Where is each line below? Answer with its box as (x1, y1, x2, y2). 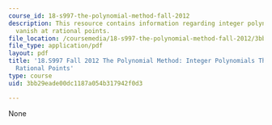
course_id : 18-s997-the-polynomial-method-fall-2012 (8, 11, 190, 20)
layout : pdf (8, 49, 49, 57)
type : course (8, 72, 53, 80)
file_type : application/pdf (8, 42, 104, 50)
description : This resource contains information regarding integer (8, 19, 244, 27)
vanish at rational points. (15, 27, 111, 35)
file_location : (8, 34, 60, 43)
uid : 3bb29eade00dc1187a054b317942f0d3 (8, 79, 143, 87)
